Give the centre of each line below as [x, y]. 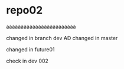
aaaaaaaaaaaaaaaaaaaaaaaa [41, 27]
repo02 [25, 10]
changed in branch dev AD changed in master [62, 38]
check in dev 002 [27, 61]
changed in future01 [30, 49]
